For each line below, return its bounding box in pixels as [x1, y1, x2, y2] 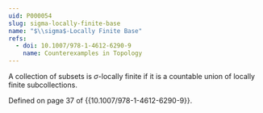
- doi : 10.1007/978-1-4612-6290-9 [15, 42, 131, 50]
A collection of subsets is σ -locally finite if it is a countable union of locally [8, 72, 256, 81]
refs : [8, 34, 27, 43]
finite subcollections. [8, 80, 78, 90]
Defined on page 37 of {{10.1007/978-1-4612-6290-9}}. [8, 96, 193, 105]
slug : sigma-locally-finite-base [8, 19, 121, 27]
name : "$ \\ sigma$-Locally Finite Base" [8, 27, 143, 35]
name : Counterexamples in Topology [23, 49, 143, 57]
